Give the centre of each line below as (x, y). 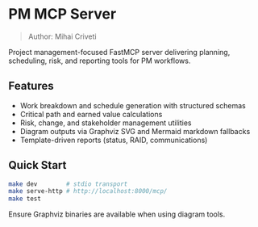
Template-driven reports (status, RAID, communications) (114, 140)
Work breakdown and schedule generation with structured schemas (133, 105)
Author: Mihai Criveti (62, 36)
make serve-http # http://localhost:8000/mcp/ (88, 191)
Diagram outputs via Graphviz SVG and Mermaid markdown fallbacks (135, 131)
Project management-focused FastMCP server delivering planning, (119, 52)
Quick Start (37, 165)
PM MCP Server (62, 14)
